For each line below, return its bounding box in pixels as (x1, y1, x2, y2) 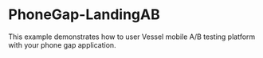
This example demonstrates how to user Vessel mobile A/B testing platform (8, 32, 256, 41)
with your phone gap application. (8, 40, 117, 49)
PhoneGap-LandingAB (8, 6, 161, 24)
